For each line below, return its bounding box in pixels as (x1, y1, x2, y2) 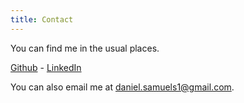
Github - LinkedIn (10, 61, 82, 73)
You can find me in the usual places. (10, 42, 160, 54)
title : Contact (10, 14, 74, 25)
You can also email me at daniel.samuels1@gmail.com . (10, 81, 235, 93)
